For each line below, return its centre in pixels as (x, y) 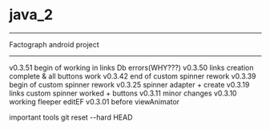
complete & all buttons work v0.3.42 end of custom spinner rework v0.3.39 (133, 76)
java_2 (31, 15)
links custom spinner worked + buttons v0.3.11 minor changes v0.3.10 (123, 93)
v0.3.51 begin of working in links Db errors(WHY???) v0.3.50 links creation (131, 67)
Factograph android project (54, 44)
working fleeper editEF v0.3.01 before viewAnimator (94, 101)
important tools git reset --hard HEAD (71, 117)
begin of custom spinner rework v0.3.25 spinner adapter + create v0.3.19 (129, 84)
